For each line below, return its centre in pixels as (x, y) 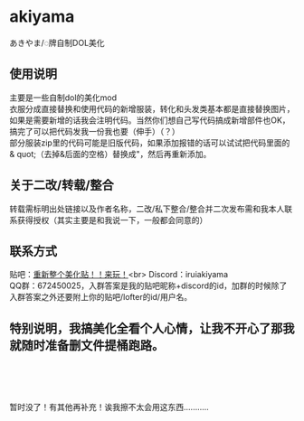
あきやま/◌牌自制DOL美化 (57, 42)
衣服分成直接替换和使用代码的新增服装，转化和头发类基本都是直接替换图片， (152, 108)
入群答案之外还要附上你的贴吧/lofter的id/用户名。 (101, 297)
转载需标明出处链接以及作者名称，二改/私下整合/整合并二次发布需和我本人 (147, 209)
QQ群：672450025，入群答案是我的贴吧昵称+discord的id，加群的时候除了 (148, 285)
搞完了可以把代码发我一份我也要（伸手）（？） (95, 131)
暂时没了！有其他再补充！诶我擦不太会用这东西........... (109, 407)
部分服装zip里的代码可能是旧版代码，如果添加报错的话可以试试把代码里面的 (150, 143)
